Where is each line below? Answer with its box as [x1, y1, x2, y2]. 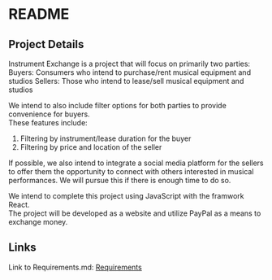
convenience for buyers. [8, 109, 91, 119]
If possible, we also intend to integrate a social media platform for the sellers [8, 158, 264, 168]
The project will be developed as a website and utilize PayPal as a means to [8, 208, 261, 218]
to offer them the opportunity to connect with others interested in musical [8, 167, 254, 176]
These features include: [8, 118, 88, 127]
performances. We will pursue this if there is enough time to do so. [8, 176, 231, 185]
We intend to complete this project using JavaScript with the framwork [8, 191, 244, 200]
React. [8, 200, 30, 209]
